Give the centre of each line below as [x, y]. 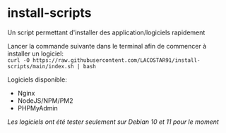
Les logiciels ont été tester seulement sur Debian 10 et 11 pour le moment [113, 122]
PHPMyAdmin [37, 108]
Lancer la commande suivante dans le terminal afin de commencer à [107, 46]
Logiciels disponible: [37, 80]
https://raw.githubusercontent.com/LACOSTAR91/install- [117, 60]
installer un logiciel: [35, 53]
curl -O [19, 60]
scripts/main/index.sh [41, 66]
